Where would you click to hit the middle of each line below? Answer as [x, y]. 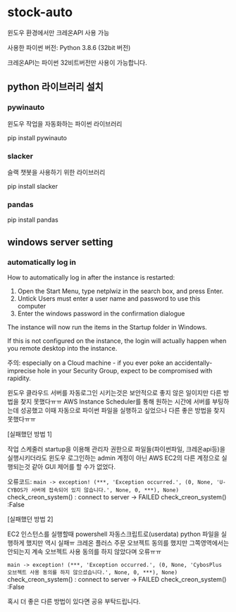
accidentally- [193, 363]
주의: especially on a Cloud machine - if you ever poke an [90, 363]
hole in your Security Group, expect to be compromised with [125, 370]
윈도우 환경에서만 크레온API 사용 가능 [58, 32]
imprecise [22, 370]
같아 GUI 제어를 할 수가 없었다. [74, 466]
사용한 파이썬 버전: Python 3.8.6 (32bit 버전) [69, 47]
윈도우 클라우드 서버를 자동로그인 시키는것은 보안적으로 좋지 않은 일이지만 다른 [114, 392]
